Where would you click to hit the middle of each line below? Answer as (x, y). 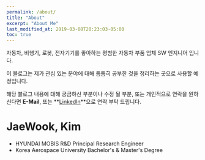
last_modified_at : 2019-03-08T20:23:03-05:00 (65, 29)
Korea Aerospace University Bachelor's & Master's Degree (89, 150)
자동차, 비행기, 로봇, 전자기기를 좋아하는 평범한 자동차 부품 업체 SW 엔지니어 (97, 53)
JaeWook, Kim (44, 127)
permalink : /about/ (31, 12)
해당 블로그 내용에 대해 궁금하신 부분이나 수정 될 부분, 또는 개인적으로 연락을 (97, 94)
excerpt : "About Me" (33, 23)
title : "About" (26, 18)
